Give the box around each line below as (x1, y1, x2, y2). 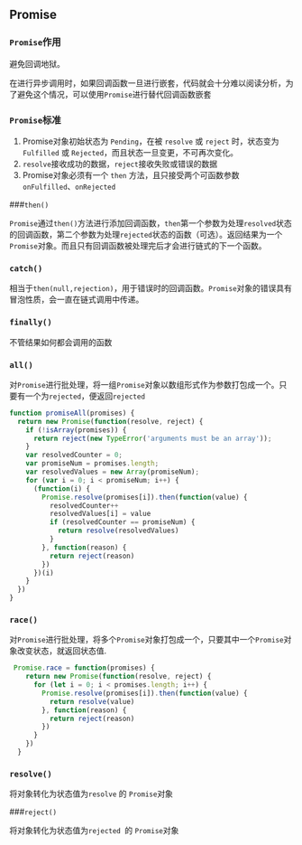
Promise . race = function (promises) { (13, 663, 155, 672)
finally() (9, 317, 52, 328)
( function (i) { (32, 484, 91, 493)
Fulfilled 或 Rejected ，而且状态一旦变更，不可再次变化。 (22, 146, 239, 157)
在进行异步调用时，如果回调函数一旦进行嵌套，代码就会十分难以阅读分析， (9, 77, 286, 89)
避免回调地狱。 (9, 58, 65, 69)
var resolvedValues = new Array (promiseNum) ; (25, 467, 200, 476)
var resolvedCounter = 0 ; (25, 451, 124, 460)
